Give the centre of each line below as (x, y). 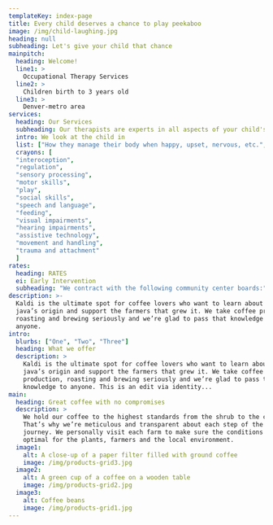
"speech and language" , (56, 205)
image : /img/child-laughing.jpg (63, 31)
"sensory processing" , (54, 175)
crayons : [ (34, 152)
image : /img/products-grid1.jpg (78, 508)
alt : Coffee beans (54, 500)
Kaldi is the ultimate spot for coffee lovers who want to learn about (140, 304)
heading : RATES (41, 273)
